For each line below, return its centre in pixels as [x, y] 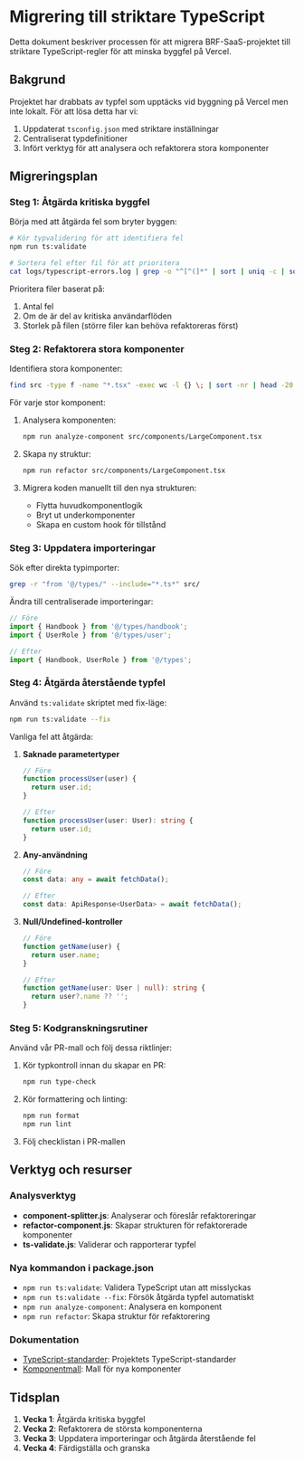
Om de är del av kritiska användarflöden [97, 316]
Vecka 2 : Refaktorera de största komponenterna [112, 1429]
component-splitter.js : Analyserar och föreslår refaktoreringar [139, 1215]
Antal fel [38, 306]
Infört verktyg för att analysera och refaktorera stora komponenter [146, 147]
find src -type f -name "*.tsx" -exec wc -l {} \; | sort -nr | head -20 [152, 385]
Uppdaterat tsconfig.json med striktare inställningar [121, 128]
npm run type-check [59, 1082]
